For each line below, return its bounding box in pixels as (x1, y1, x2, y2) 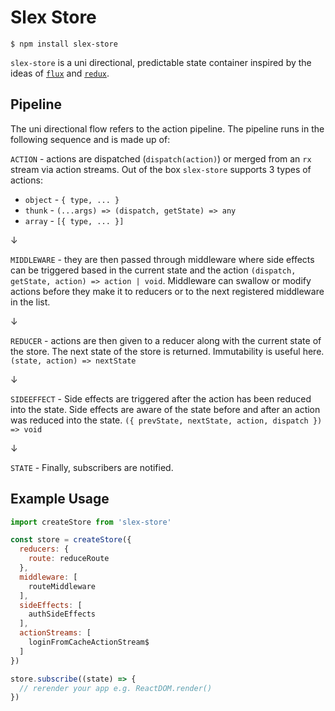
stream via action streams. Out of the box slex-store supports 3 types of (10, 163, 312, 175)
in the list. (10, 296, 51, 308)
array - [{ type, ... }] (24, 214, 125, 226)
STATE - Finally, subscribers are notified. (10, 461, 174, 473)
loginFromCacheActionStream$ (28, 637, 150, 648)
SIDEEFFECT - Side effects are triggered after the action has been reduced (10, 392, 312, 405)
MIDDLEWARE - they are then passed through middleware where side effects (10, 253, 315, 265)
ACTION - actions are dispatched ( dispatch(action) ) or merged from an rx (10, 152, 312, 165)
